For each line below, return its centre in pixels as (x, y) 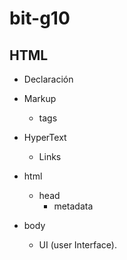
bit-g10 (40, 18)
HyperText (45, 137)
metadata (73, 206)
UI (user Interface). (77, 245)
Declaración (48, 79)
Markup (40, 98)
